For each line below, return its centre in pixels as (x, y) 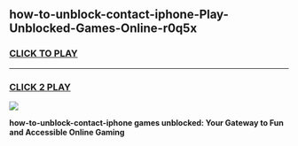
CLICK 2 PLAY (40, 87)
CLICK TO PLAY (43, 54)
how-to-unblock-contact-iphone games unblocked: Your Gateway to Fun (146, 122)
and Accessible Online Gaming (67, 132)
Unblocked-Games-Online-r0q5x (103, 29)
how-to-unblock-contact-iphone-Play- (119, 15)
